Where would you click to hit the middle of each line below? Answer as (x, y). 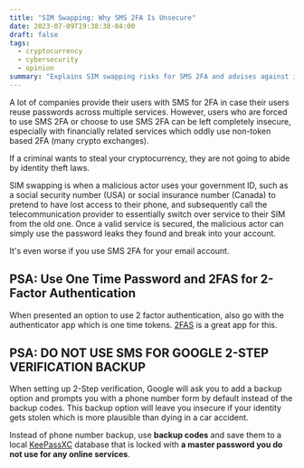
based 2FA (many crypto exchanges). (79, 140)
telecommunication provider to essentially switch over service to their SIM (147, 214)
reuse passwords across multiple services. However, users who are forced (148, 112)
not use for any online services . (70, 454)
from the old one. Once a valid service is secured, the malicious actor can (147, 223)
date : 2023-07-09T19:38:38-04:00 (72, 26)
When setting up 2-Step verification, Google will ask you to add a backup (146, 388)
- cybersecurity (48, 60)
